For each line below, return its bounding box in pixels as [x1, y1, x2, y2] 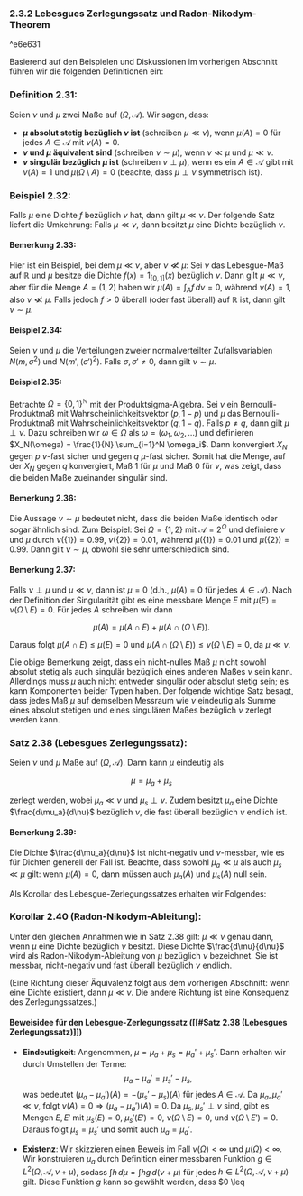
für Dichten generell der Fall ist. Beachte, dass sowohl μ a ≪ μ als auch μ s [9, 856, 282, 869]
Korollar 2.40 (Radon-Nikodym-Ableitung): [9, 910, 202, 923]
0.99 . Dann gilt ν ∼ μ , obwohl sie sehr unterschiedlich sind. [9, 544, 230, 555]
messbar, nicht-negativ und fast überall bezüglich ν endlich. [9, 960, 233, 971]
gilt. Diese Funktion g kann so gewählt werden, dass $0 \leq [22, 1176, 245, 1188]
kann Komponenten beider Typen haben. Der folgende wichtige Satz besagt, [9, 685, 294, 696]
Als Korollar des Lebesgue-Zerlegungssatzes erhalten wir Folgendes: [9, 888, 267, 899]
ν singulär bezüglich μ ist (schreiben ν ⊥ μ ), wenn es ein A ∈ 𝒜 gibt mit [22, 156, 294, 167]
